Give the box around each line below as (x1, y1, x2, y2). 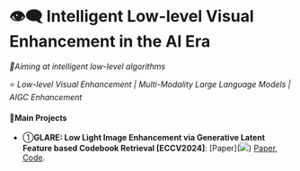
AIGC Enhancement (9, 91, 83, 102)
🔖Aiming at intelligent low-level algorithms (9, 61, 166, 72)
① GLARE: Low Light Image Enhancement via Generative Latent (22, 133, 266, 143)
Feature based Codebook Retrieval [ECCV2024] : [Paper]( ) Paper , (22, 143, 278, 154)
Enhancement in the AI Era (9, 31, 211, 52)
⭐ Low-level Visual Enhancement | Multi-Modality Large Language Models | (9, 79, 291, 90)
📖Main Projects (9, 112, 67, 123)
